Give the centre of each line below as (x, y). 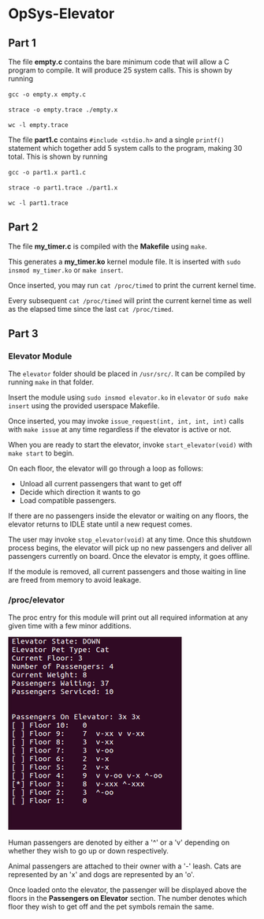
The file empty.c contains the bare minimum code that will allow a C (119, 62)
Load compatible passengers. (68, 500)
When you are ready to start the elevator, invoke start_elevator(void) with (130, 444)
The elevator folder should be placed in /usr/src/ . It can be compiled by (127, 373)
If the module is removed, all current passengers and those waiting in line (127, 571)
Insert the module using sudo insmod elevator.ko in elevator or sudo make (128, 397)
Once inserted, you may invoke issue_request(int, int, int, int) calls (126, 421)
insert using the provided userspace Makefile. (84, 405)
